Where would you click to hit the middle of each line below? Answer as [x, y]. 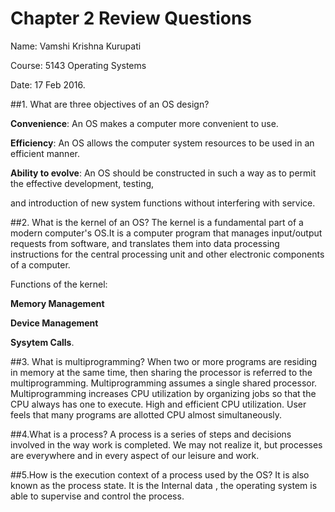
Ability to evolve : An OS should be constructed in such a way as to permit [163, 173]
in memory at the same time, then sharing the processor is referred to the [161, 372]
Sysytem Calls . [42, 342]
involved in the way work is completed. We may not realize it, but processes [166, 444]
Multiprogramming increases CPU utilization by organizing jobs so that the [163, 393]
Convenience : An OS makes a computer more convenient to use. [144, 123]
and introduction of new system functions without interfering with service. [163, 203]
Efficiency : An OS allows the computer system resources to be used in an [162, 143]
